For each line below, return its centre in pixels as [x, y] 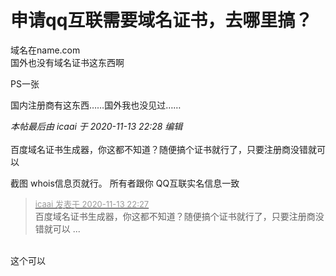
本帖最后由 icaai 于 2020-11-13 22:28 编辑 [96, 126]
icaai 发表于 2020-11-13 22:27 [92, 204]
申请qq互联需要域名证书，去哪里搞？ [161, 20]
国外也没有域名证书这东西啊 [67, 62]
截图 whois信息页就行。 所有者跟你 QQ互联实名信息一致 [125, 183]
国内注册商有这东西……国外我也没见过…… [96, 105]
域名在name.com [45, 50]
